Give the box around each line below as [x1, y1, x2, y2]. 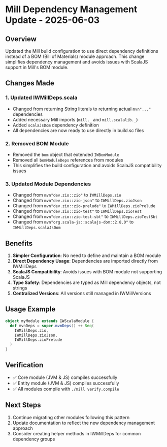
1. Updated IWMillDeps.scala [5, 94, 78, 101]
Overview [5, 35, 37, 43]
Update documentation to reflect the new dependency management [12, 420, 155, 426]
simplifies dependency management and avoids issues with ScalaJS [5, 59, 148, 65]
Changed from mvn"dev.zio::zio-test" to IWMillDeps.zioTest [12, 208, 142, 214]
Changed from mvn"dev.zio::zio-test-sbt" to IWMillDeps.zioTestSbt [12, 213, 158, 219]
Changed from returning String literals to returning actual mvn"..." [12, 106, 151, 112]
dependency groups [12, 436, 55, 442]
